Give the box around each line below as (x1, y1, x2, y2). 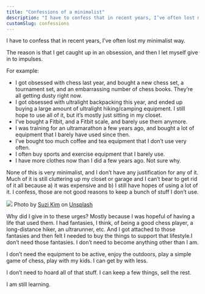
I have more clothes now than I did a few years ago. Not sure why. (15, 157, 182, 164)
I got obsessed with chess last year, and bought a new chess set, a (15, 79, 184, 86)
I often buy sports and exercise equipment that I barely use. (15, 150, 165, 158)
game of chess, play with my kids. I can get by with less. (6, 257, 148, 265)
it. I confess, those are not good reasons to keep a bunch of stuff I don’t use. (6, 188, 199, 196)
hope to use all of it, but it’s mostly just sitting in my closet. (15, 111, 162, 119)
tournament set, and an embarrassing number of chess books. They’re (15, 86, 193, 93)
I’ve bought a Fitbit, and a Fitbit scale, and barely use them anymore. (15, 118, 188, 125)
